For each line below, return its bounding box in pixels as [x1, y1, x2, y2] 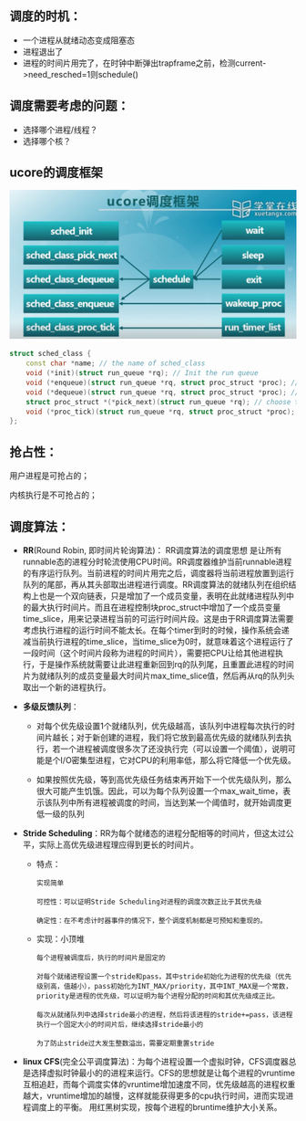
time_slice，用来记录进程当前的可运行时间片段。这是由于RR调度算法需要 [22, 613, 294, 623]
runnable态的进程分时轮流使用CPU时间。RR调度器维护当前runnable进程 [22, 556, 292, 567]
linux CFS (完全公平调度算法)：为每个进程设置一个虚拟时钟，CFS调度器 [22, 1055, 289, 1066]
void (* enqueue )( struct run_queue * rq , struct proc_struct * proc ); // [25, 378, 300, 387]
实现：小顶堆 [36, 933, 85, 944]
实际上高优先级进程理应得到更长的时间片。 [38, 839, 199, 850]
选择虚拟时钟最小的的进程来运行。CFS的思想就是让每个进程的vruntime [30, 1067, 296, 1078]
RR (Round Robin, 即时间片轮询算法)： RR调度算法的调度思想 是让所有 [22, 544, 282, 555]
